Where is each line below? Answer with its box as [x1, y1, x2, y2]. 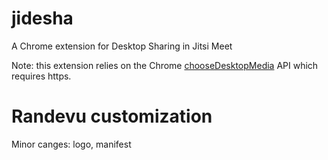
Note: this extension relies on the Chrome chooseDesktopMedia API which [11, 59, 319, 71]
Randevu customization [11, 105, 213, 128]
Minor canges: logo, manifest [11, 138, 132, 150]
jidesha [11, 7, 74, 30]
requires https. [11, 70, 72, 82]
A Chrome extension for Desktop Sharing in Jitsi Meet [11, 40, 233, 52]
